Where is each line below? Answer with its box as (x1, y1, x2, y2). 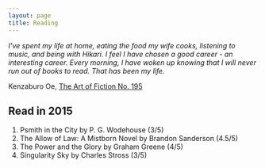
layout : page (8, 11, 52, 20)
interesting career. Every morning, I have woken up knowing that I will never (8, 57, 256, 67)
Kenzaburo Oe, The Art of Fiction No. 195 (8, 81, 143, 91)
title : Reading (8, 19, 59, 27)
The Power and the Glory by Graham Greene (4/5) (19, 142, 184, 151)
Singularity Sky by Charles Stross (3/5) (19, 151, 148, 160)
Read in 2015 (8, 104, 73, 117)
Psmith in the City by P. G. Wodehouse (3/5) (19, 125, 164, 135)
